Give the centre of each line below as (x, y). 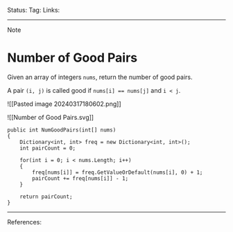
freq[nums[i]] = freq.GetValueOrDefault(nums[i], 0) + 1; (118, 172)
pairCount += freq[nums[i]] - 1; (80, 178)
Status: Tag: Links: (34, 10)
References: (24, 222)
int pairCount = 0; (48, 148)
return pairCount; (46, 197)
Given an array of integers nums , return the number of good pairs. (100, 77)
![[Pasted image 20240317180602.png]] (64, 104)
